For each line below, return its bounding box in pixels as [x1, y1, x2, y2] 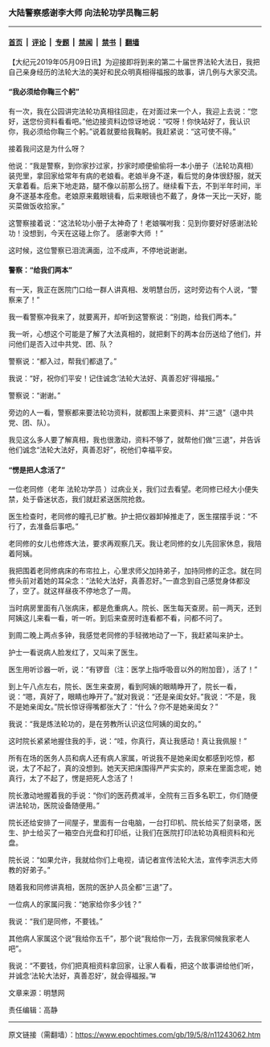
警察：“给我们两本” [8, 265, 73, 275]
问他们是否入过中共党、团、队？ [8, 339, 114, 348]
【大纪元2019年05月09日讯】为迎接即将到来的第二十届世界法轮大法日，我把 [8, 56, 260, 66]
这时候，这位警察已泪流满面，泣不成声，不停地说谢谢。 [8, 245, 191, 255]
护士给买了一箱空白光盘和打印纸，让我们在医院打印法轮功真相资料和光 [22, 828, 255, 837]
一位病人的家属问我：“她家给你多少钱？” [8, 900, 142, 909]
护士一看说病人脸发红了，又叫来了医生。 [8, 647, 142, 658]
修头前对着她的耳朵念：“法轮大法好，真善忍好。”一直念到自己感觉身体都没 [8, 576, 251, 586]
